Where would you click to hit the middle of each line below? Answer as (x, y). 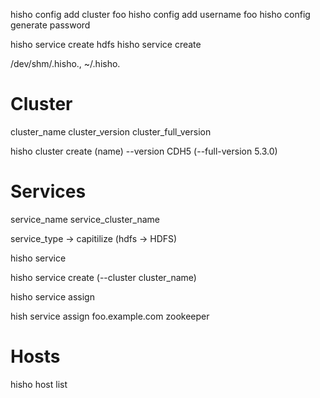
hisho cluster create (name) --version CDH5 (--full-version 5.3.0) (144, 151)
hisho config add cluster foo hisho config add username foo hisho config (160, 14)
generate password (50, 25)
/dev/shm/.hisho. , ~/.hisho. (65, 63)
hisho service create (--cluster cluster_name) (103, 277)
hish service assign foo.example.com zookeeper (110, 316)
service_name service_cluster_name (85, 219)
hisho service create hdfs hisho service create (106, 44)
